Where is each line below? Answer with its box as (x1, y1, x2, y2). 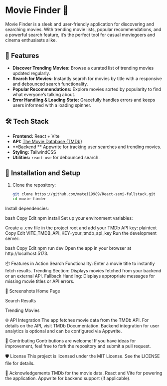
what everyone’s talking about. (12, 91, 76, 97)
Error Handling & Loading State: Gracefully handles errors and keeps (12, 97, 156, 103)
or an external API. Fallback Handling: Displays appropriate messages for (5, 273, 156, 279)
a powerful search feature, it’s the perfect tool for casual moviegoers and (5, 32, 156, 38)
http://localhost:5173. (5, 250, 49, 257)
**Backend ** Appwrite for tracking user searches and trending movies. (12, 144, 162, 150)
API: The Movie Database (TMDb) (12, 138, 82, 144)
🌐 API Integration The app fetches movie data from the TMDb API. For (5, 317, 149, 323)
